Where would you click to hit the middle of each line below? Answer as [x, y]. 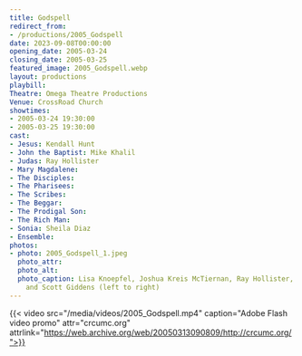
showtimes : [30, 111]
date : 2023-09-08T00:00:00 [60, 43]
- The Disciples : [42, 178]
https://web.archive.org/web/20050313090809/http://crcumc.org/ [168, 332]
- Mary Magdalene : [44, 169]
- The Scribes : [38, 195]
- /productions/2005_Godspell [67, 34]
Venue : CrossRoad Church [56, 102]
